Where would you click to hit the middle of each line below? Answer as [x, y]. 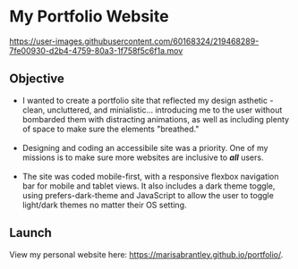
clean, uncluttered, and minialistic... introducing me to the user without [152, 110]
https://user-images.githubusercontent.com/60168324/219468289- [134, 41]
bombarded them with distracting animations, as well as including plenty [155, 119]
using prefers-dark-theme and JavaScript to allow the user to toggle [148, 195]
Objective [37, 79]
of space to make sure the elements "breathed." [111, 129]
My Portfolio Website [89, 17]
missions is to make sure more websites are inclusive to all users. [143, 157]
